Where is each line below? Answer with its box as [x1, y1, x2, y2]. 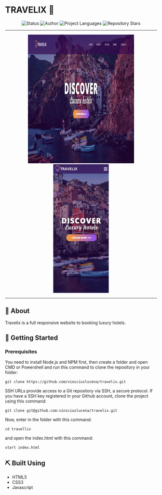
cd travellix [5, 427, 31, 432]
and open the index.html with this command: [5, 435, 94, 441]
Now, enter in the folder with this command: [5, 417, 92, 423]
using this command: [5, 398, 47, 404]
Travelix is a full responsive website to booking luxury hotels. [5, 320, 126, 325]
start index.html [5, 445, 40, 450]
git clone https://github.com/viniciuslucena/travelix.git [5, 380, 126, 385]
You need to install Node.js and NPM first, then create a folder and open [5, 359, 148, 365]
